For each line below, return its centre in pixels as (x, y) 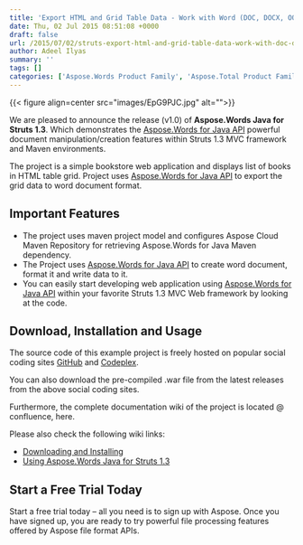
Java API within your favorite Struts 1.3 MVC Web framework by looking (155, 293)
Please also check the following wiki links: (87, 434)
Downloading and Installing (73, 452)
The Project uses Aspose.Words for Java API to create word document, (155, 264)
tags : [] (26, 69)
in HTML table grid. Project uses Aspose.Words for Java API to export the (146, 175)
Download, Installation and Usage (106, 331)
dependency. (47, 255)
